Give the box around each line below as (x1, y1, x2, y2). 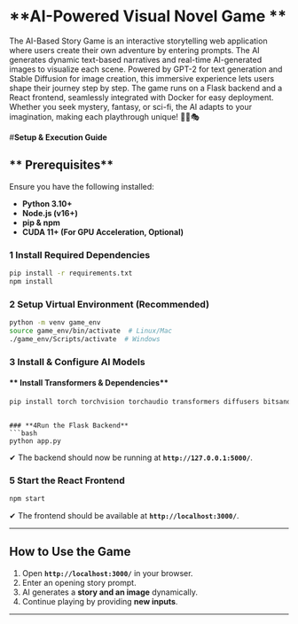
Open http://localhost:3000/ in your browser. (21, 567, 193, 578)
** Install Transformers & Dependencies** (9, 378, 169, 388)
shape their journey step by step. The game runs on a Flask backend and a (9, 82, 283, 93)
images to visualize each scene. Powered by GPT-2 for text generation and (9, 64, 283, 74)
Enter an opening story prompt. (21, 577, 137, 588)
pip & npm (21, 217, 60, 228)
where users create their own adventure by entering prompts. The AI (9, 44, 260, 55)
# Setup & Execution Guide (9, 131, 108, 143)
